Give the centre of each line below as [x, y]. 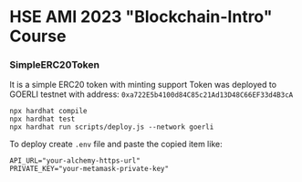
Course [38, 36]
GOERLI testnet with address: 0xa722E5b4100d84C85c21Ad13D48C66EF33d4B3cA [151, 94]
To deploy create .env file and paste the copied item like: [116, 145]
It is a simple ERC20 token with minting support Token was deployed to [143, 85]
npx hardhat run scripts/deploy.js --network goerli [112, 127]
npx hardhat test [42, 119]
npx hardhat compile [49, 112]
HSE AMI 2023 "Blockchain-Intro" [141, 17]
